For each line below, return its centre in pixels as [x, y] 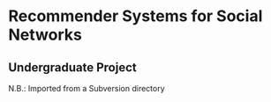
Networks [45, 35]
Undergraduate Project [73, 67]
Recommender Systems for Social [135, 16]
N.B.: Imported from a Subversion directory [87, 88]
